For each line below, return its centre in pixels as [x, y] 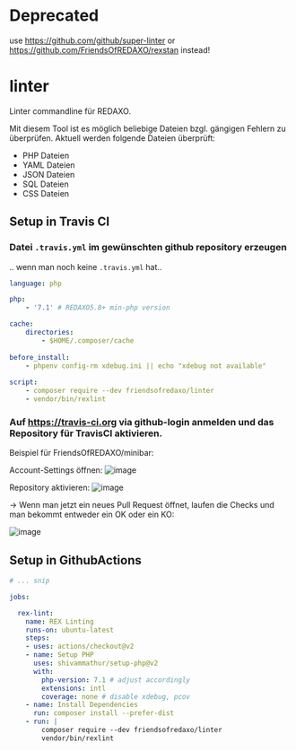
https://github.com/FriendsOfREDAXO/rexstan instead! [110, 49]
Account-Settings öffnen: [56, 470]
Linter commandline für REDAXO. [70, 111]
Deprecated [54, 16]
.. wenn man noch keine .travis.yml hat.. [86, 266]
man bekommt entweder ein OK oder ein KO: [92, 515]
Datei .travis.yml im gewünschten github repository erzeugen [148, 248]
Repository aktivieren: [50, 488]
